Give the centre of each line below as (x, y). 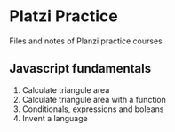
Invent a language (55, 118)
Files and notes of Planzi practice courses (86, 41)
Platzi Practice (64, 16)
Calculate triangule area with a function (94, 99)
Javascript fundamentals (80, 69)
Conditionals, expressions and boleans (93, 109)
